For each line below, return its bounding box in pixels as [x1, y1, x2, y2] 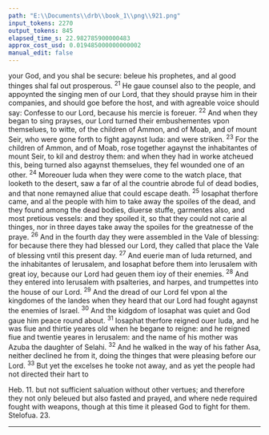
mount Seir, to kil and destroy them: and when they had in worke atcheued [8, 151, 254, 161]
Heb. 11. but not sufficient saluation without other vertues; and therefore [8, 385, 246, 394]
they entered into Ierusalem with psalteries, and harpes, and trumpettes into [8, 277, 259, 287]
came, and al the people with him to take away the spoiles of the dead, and [8, 197, 256, 207]
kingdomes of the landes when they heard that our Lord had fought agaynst [8, 296, 259, 305]
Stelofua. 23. [8, 410, 50, 420]
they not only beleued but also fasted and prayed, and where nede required [8, 393, 258, 403]
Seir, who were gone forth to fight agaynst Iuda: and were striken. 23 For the [8, 133, 259, 144]
